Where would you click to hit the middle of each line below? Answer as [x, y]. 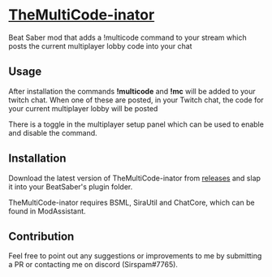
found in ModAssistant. [47, 211]
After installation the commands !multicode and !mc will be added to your [132, 91]
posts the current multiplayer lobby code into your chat [100, 45]
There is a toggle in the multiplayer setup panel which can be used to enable [136, 124]
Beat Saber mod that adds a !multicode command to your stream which [127, 37]
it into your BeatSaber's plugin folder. [71, 186]
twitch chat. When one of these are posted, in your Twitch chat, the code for [136, 100]
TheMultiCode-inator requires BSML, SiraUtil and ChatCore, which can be [132, 202]
